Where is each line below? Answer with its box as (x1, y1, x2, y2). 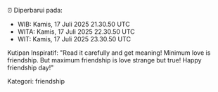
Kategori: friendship (7, 77, 65, 85)
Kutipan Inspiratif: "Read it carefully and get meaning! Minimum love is (7, 48, 211, 57)
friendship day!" (7, 63, 54, 72)
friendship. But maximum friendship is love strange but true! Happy (7, 56, 202, 64)
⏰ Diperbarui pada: (7, 6, 63, 14)
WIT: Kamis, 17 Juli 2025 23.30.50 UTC (17, 35, 132, 43)
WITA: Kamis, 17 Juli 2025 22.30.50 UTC (17, 27, 135, 36)
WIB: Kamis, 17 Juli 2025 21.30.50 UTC (17, 20, 130, 28)
